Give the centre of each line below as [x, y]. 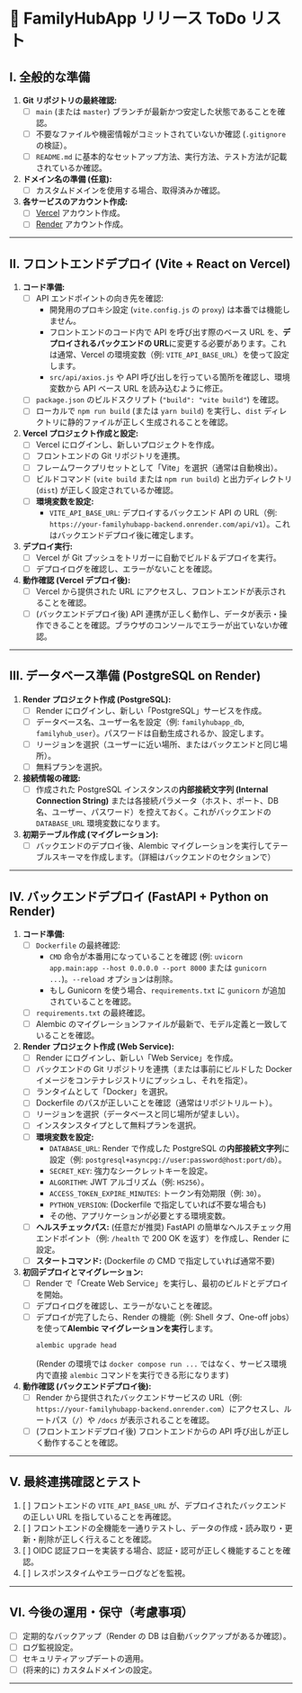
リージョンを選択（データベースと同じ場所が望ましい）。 [140, 1114]
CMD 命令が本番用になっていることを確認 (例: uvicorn [146, 956]
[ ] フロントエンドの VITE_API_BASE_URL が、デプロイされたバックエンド [155, 1505]
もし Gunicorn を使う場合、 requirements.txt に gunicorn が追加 [167, 990]
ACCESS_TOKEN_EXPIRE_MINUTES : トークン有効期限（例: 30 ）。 [157, 1193]
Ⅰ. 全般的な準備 [50, 77]
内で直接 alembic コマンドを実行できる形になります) [132, 1374]
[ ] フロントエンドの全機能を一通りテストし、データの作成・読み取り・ [153, 1527]
